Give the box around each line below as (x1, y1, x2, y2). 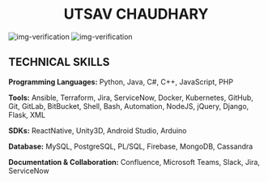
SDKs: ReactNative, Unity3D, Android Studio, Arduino (8, 125, 187, 135)
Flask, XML (8, 110, 46, 119)
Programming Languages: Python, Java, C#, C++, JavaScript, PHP (8, 76, 233, 86)
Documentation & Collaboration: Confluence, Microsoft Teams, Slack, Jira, (8, 157, 261, 167)
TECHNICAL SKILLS (8, 55, 110, 69)
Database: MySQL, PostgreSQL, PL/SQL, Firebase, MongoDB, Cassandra (8, 141, 253, 151)
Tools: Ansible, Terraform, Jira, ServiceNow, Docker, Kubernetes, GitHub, (8, 93, 253, 102)
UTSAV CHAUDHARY (63, 5, 209, 24)
